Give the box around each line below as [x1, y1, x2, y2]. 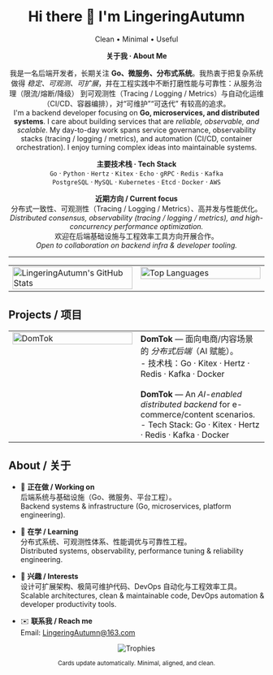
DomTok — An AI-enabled [141, 388, 242, 400]
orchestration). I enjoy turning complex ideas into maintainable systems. [15, 142, 258, 152]
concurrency [69, 221, 113, 231]
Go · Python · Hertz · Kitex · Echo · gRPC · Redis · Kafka [50, 168, 223, 178]
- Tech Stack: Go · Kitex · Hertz [141, 418, 260, 430]
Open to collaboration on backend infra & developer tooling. [35, 240, 238, 250]
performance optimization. [113, 221, 204, 231]
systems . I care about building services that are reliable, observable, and [13, 116, 260, 126]
